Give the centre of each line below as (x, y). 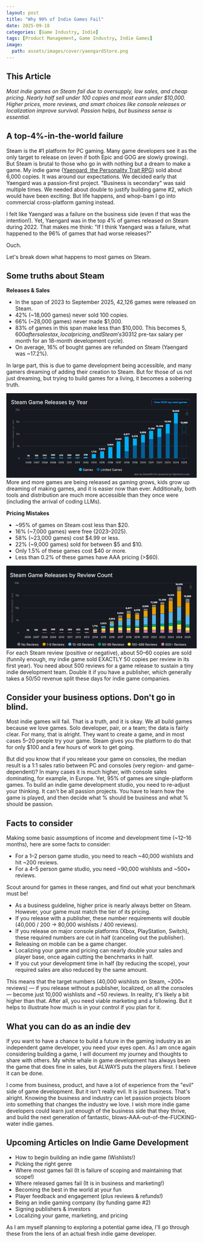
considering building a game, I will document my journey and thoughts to (97, 1054)
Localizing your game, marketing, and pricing (71, 1215)
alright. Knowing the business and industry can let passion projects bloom (98, 1097)
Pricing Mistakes (28, 513)
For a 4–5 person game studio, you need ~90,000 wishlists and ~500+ (103, 869)
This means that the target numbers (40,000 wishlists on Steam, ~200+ (95, 982)
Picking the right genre (43, 1164)
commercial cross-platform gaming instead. (61, 202)
